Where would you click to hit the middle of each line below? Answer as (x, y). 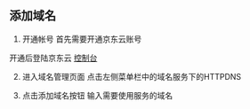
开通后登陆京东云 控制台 (53, 58)
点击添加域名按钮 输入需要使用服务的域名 (97, 95)
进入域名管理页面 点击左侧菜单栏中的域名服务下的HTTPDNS (132, 76)
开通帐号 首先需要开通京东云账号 (82, 39)
